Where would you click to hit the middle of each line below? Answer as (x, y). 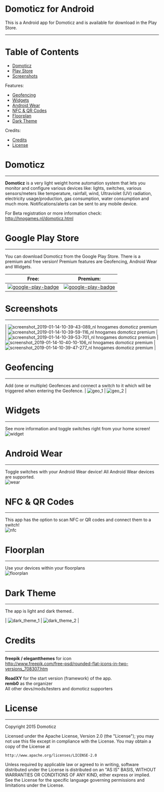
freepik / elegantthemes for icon (38, 659)
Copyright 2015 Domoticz (31, 726)
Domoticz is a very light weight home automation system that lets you (75, 183)
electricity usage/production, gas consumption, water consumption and (77, 198)
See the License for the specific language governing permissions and (75, 780)
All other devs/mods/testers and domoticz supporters (59, 689)
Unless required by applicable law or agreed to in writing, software (72, 765)
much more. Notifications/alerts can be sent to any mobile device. (71, 203)
